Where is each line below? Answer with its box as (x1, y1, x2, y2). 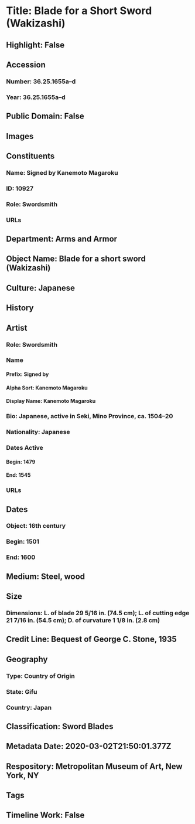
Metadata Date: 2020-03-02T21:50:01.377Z (6, 741, 172, 751)
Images (6, 131, 34, 141)
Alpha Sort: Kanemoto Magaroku (6, 384, 88, 391)
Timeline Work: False (6, 811, 85, 820)
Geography (6, 654, 48, 664)
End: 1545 (6, 472, 31, 479)
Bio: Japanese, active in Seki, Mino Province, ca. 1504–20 (6, 412, 173, 421)
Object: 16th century (6, 522, 66, 530)
